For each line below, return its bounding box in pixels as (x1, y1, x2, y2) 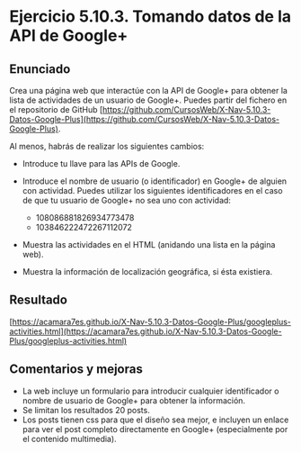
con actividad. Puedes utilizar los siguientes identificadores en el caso (22, 185, 283, 195)
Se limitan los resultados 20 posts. (22, 404, 150, 415)
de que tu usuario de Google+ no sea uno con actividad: (22, 195, 232, 205)
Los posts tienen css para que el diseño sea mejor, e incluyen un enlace (22, 414, 289, 425)
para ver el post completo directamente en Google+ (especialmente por (22, 423, 288, 434)
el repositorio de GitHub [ (9, 104, 103, 114)
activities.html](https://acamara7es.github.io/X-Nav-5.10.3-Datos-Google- (9, 326, 282, 337)
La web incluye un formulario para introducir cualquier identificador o (22, 385, 279, 396)
